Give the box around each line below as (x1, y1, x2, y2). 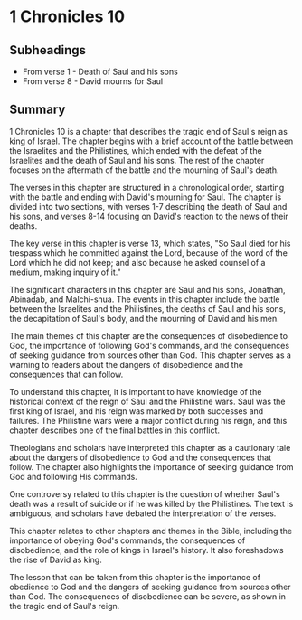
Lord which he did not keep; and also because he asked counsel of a (9, 257, 266, 268)
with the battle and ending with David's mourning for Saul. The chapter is (9, 192, 282, 202)
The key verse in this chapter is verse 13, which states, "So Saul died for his (9, 238, 291, 249)
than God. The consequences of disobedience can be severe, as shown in (9, 590, 287, 602)
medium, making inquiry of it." (9, 267, 121, 277)
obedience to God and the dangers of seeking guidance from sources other (9, 581, 291, 592)
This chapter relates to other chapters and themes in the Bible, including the (9, 525, 292, 536)
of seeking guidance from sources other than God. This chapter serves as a (9, 350, 292, 361)
